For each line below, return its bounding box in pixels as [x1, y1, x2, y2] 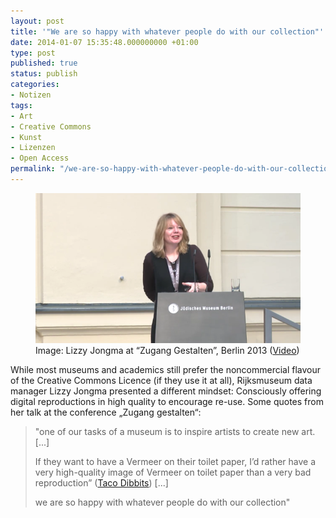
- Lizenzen [10, 143, 56, 153]
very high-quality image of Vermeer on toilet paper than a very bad [34, 466, 312, 478]
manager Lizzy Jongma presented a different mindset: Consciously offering [10, 385, 322, 397]
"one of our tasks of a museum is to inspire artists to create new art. [34, 425, 316, 437]
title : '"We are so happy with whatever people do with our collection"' [10, 26, 325, 37]
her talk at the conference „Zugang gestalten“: [10, 406, 202, 418]
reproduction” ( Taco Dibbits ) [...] [34, 476, 169, 489]
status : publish [10, 69, 78, 79]
